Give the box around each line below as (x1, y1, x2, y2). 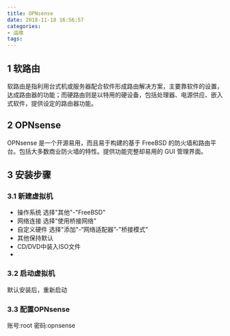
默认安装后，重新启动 (7, 285, 67, 293)
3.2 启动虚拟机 (7, 269, 55, 278)
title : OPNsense (7, 10, 53, 17)
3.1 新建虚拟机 (7, 191, 53, 201)
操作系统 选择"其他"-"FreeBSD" (16, 208, 106, 217)
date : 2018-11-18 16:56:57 (7, 16, 84, 23)
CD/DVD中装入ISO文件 (16, 243, 81, 251)
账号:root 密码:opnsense (7, 322, 76, 330)
